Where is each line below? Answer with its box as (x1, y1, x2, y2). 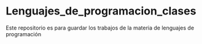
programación (6, 30, 41, 37)
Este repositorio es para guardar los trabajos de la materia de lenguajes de (6, 24, 195, 31)
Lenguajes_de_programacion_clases (6, 4, 196, 18)
